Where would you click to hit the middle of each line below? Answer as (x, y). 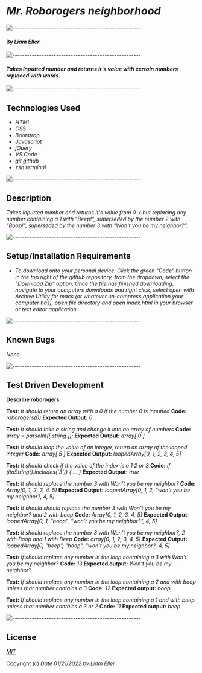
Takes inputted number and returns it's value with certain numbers (92, 69)
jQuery (23, 148)
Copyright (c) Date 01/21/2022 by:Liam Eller (61, 663)
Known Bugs (31, 340)
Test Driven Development (55, 385)
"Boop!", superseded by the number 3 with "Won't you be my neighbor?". (97, 225)
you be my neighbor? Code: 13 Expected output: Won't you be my (89, 564)
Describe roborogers (33, 399)
